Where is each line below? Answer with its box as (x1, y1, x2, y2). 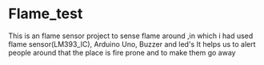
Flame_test (8, 5, 83, 23)
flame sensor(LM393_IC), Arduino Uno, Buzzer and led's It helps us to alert (8, 39, 256, 48)
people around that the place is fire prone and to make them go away (8, 48, 236, 57)
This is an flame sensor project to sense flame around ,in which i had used (8, 31, 254, 40)
